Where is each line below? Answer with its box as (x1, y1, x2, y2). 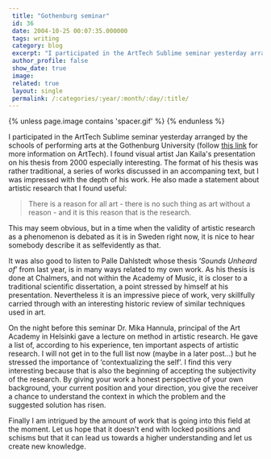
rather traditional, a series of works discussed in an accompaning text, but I (8, 166, 260, 176)
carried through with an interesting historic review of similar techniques (8, 299, 246, 309)
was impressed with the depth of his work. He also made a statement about (8, 175, 260, 185)
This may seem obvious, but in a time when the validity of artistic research (8, 223, 256, 233)
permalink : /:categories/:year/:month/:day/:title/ (11, 94, 190, 102)
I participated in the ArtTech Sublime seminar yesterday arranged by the (8, 132, 248, 142)
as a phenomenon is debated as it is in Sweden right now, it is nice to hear (8, 232, 255, 242)
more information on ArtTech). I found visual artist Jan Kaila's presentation (8, 149, 256, 159)
